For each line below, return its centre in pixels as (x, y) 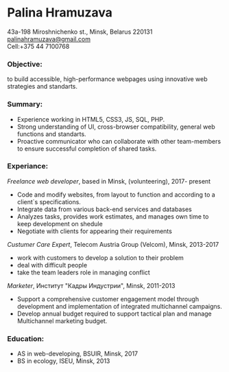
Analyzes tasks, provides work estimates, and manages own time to (113, 216)
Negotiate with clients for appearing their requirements (95, 231)
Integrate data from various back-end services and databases (104, 209)
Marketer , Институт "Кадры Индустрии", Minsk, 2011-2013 (91, 285)
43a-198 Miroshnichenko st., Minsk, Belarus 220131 (80, 32)
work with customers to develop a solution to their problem (100, 258)
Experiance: (28, 166)
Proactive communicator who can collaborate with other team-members (119, 141)
